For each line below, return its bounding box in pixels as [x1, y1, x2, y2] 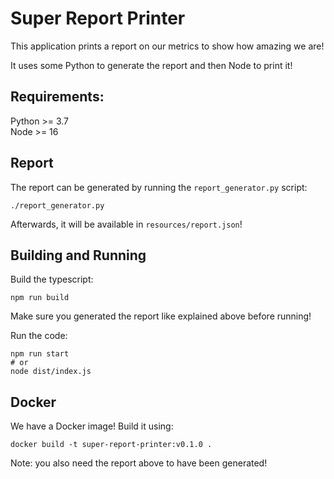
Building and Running [10, 247, 147, 264]
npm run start [10, 349, 70, 359]
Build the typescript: [10, 273, 94, 286]
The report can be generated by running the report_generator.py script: [10, 181, 308, 193]
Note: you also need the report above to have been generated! [10, 457, 268, 469]
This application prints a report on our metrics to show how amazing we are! [10, 40, 325, 52]
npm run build [10, 293, 70, 303]
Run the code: [10, 330, 68, 342]
